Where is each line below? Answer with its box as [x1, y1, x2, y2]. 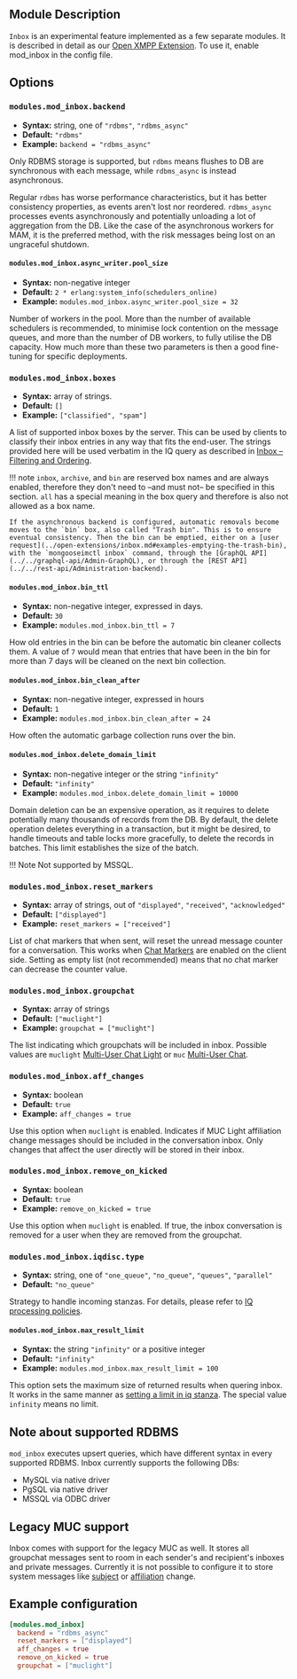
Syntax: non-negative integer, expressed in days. [21, 601, 204, 612]
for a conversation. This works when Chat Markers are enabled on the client [9, 944, 287, 956]
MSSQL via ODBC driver [21, 1494, 111, 1504]
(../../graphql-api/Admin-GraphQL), [9, 557, 145, 566]
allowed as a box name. [9, 501, 96, 511]
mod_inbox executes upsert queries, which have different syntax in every [9, 1449, 273, 1459]
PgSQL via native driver [21, 1484, 109, 1495]
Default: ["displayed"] [21, 909, 107, 919]
